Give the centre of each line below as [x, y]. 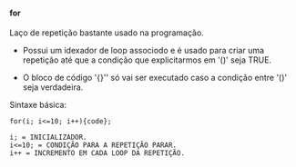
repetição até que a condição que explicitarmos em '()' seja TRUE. [147, 60]
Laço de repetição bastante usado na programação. [107, 33]
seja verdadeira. [53, 87]
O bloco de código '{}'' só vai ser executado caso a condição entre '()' [155, 78]
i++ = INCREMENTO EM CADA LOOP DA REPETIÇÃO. [97, 153]
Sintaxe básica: [38, 105]
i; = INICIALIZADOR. [49, 138]
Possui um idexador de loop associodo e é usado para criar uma [143, 51]
